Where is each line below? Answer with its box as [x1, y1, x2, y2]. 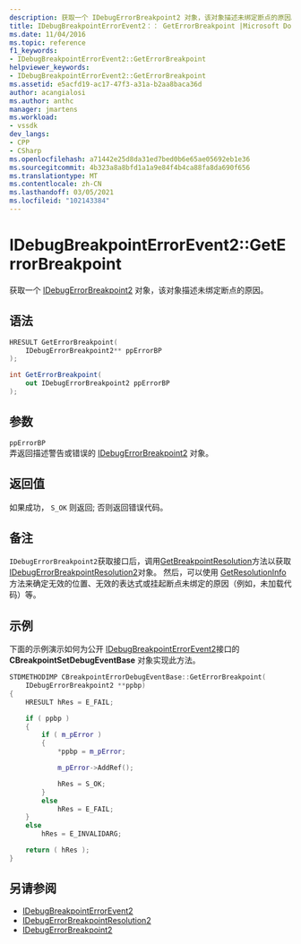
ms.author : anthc [9, 96, 74, 106]
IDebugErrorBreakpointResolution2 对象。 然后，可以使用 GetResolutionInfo [9, 567, 287, 578]
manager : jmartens [9, 105, 78, 114]
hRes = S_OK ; [56, 779, 106, 788]
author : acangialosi [9, 88, 87, 97]
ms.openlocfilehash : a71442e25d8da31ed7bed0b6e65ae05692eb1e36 [9, 154, 251, 164]
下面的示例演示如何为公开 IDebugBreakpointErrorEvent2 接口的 [9, 644, 240, 655]
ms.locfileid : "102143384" [9, 196, 110, 206]
